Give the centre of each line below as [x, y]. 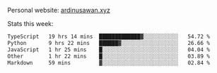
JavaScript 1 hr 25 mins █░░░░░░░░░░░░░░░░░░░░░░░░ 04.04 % [109, 49]
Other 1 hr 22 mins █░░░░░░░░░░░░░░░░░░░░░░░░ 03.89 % [109, 56]
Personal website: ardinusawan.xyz [59, 10]
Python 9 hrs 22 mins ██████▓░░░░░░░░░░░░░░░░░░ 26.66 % [109, 43]
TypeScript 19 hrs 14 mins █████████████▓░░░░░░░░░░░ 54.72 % [109, 36]
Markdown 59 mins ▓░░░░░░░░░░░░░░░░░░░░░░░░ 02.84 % [109, 62]
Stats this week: [31, 24]
